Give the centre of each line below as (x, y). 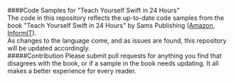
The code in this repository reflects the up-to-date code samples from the (116, 18)
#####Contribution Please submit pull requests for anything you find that (115, 56)
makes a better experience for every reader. (72, 71)
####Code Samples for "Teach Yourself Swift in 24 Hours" (94, 10)
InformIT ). (22, 33)
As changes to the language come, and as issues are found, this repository (117, 41)
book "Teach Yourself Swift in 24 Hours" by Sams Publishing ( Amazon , (111, 25)
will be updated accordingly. (49, 48)
